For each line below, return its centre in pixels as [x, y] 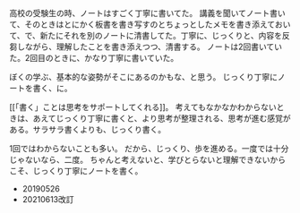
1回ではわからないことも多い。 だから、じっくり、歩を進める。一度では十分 [149, 149]
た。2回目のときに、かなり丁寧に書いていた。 [94, 58]
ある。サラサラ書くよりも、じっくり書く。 [88, 129]
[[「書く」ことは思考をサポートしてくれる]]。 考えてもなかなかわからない [143, 107]
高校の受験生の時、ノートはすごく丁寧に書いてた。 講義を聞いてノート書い [148, 13]
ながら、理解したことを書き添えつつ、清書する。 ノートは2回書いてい [154, 47]
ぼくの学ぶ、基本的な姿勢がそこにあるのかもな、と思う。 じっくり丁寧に [144, 77]
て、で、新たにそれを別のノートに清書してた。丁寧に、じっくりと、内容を [146, 35]
